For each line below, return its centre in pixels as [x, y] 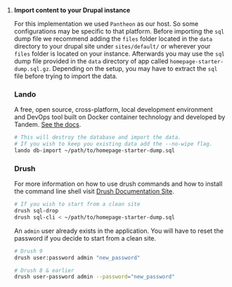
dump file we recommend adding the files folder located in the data [113, 39]
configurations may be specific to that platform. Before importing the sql [119, 31]
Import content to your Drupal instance [72, 10]
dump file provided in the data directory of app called [91, 61]
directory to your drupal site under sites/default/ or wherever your [112, 46]
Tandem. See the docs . [47, 125]
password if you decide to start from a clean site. [85, 238]
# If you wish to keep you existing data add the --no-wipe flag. [113, 144]
